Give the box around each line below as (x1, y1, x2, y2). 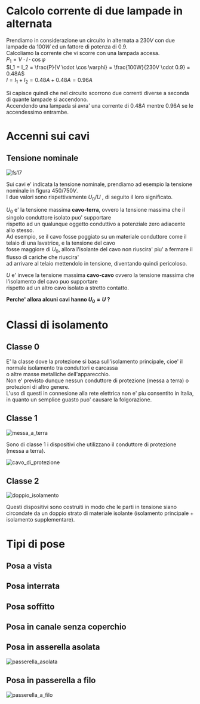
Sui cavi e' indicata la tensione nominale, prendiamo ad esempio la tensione (6, 181, 193, 188)
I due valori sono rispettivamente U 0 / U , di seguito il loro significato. (6, 193, 173, 202)
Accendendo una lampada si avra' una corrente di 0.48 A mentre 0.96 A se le (6, 102, 194, 109)
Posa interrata (6, 581, 60, 592)
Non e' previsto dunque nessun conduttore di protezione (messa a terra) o (6, 377, 189, 384)
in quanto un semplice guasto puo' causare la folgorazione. (6, 396, 152, 403)
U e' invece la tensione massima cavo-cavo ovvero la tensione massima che (6, 271, 195, 279)
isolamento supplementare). (6, 516, 75, 523)
